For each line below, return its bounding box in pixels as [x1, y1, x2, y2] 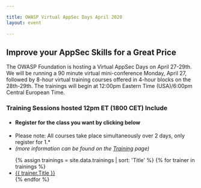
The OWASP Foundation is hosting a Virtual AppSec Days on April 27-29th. [6, 63, 192, 70]
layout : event [6, 19, 42, 26]
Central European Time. [6, 89, 65, 96]
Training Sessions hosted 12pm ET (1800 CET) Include [6, 104, 168, 112]
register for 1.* [14, 139, 51, 146]
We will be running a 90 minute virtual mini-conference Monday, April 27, [6, 70, 187, 77]
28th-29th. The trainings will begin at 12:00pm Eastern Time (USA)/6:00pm [6, 83, 193, 90]
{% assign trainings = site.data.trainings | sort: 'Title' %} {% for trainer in [14, 157, 195, 164]
